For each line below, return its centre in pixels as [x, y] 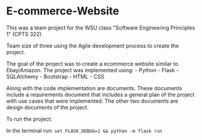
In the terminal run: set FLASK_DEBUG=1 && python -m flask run [84, 130]
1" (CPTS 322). [25, 34]
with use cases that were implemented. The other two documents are [92, 101]
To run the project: [29, 119]
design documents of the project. [48, 107]
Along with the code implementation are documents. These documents [94, 88]
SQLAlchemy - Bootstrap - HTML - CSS [55, 76]
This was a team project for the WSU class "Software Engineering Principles [101, 28]
